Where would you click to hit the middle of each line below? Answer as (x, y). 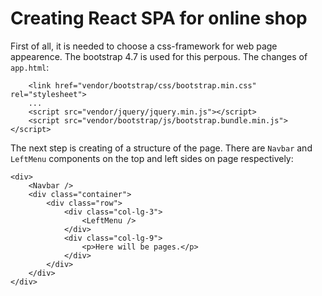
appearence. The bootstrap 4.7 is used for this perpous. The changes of (159, 56)
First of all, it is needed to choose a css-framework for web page (144, 46)
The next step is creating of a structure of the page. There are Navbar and (161, 148)
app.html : (30, 67)
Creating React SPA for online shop (159, 18)
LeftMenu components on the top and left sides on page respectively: (152, 158)
